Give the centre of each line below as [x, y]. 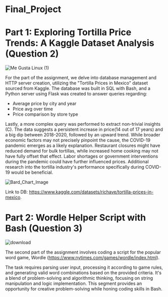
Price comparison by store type [45, 114]
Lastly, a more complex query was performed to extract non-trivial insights [83, 124]
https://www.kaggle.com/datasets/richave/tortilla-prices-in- [91, 192]
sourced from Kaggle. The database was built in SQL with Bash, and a [78, 88]
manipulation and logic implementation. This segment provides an [74, 283]
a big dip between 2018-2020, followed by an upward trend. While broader [83, 135]
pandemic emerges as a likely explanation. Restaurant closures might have [83, 145]
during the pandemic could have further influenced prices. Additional [77, 162]
